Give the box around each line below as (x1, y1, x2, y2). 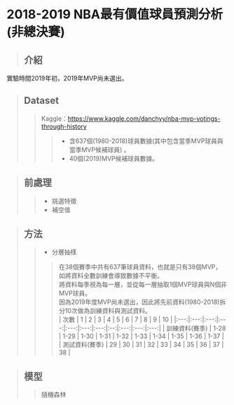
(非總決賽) (6, 24, 66, 40)
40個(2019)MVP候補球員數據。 (69, 154, 159, 162)
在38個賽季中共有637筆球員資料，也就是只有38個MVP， (58, 263, 222, 271)
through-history (41, 122, 87, 131)
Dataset (23, 95, 60, 107)
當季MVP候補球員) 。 (69, 145, 130, 154)
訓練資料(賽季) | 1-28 (166, 324, 226, 333)
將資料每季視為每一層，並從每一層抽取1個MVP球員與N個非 (58, 280, 227, 288)
